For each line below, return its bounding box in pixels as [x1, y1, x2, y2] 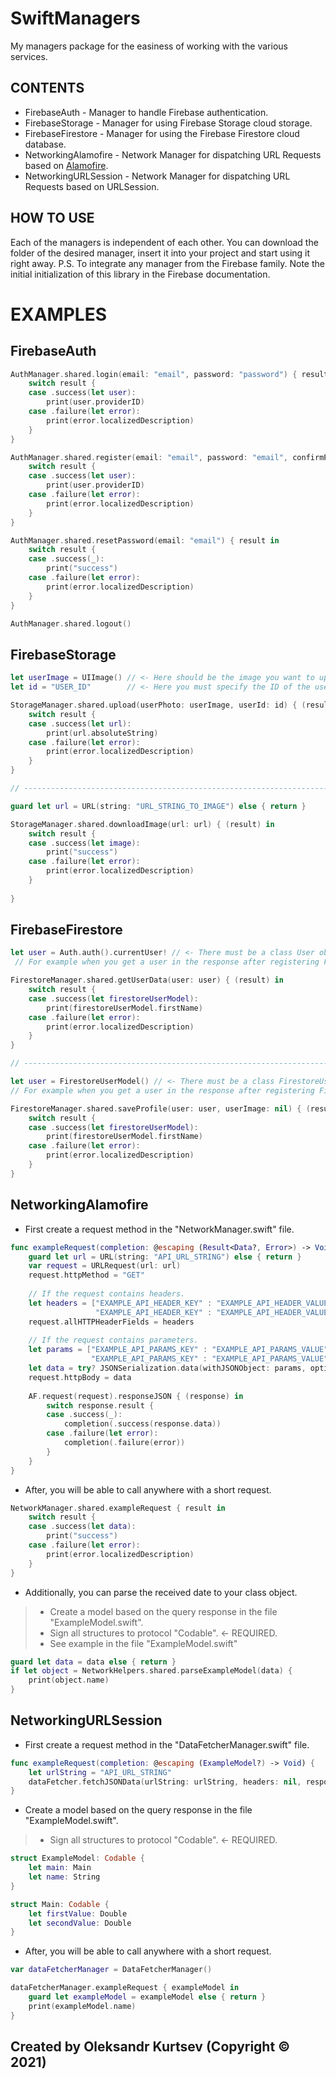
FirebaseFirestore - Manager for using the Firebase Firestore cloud [24, 127, 300, 139]
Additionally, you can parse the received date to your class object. [24, 1586, 298, 1598]
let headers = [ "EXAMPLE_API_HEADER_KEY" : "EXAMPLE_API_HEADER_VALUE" [28, 1298, 333, 1308]
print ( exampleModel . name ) [28, 2001, 137, 2011]
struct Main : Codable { [10, 1899, 110, 1909]
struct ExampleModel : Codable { [10, 1853, 145, 1864]
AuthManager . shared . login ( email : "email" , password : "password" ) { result [10, 369, 329, 379]
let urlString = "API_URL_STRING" [28, 1767, 172, 1777]
